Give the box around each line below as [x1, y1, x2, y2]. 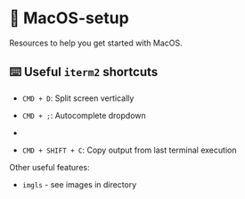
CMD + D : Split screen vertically [21, 93, 135, 104]
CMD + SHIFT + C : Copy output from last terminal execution [21, 145, 237, 155]
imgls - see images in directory [21, 178, 137, 190]
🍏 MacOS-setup [9, 8, 129, 29]
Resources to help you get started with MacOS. [9, 37, 183, 48]
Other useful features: [9, 162, 90, 172]
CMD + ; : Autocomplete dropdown [21, 110, 147, 120]
